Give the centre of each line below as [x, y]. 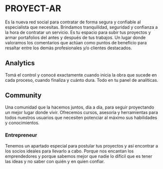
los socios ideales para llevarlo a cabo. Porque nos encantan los [69, 151]
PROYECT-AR [33, 9]
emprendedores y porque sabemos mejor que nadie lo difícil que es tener [79, 156]
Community [23, 95]
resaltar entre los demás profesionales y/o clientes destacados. [69, 48]
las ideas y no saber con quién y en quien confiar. [55, 161]
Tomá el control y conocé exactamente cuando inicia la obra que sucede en [81, 75]
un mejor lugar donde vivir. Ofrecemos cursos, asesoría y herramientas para [81, 112]
